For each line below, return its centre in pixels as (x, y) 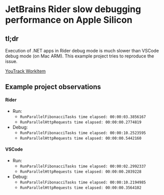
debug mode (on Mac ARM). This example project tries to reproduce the (80, 56)
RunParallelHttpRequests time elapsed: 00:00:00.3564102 (81, 187)
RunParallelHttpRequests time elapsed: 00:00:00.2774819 (81, 122)
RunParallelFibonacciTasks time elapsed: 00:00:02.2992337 (83, 166)
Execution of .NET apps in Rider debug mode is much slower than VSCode (82, 51)
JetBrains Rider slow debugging (73, 9)
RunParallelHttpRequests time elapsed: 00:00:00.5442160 (81, 138)
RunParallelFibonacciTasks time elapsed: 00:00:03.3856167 (83, 117)
